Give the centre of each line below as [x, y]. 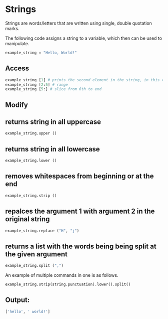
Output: [17, 300]
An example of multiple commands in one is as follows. [62, 275]
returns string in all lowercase [52, 149]
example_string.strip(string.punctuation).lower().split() [68, 284]
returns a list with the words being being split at [81, 246]
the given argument [36, 254]
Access [17, 68]
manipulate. [17, 43]
